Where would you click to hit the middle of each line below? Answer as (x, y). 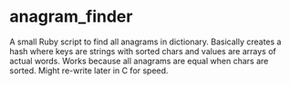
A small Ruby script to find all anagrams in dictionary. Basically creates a (145, 42)
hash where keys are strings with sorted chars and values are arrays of (143, 51)
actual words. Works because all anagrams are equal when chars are (139, 61)
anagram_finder (71, 17)
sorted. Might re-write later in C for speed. (89, 71)
